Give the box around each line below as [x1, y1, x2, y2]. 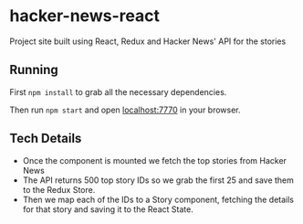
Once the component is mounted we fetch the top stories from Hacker [22, 155, 287, 165]
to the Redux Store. [22, 184, 96, 195]
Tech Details [9, 131, 82, 146]
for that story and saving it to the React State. [22, 203, 193, 215]
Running [9, 62, 59, 78]
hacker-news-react [9, 5, 160, 27]
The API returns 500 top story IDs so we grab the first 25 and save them [22, 175, 295, 186]
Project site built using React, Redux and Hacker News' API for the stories [9, 36, 287, 47]
